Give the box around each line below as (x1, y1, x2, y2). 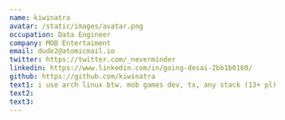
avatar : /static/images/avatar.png (9, 22, 144, 31)
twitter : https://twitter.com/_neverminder (9, 55, 176, 64)
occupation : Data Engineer (9, 30, 111, 39)
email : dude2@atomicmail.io (9, 47, 116, 56)
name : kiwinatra (9, 13, 71, 23)
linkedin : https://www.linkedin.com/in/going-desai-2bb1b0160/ (9, 64, 253, 73)
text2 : (9, 88, 34, 97)
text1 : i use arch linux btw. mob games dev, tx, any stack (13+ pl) (9, 80, 278, 89)
